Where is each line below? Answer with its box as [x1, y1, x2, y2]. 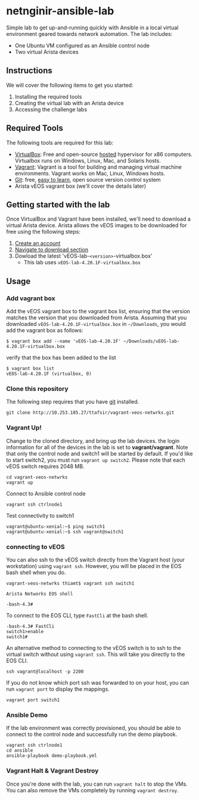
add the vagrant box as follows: [6, 327, 83, 334]
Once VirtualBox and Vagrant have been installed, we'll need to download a [6, 215, 191, 222]
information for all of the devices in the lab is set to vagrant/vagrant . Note [6, 444, 188, 451]
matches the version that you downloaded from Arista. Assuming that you [6, 314, 187, 321]
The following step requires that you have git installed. [6, 398, 139, 405]
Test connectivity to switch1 [6, 512, 74, 519]
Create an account [14, 240, 61, 247]
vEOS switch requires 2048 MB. [6, 462, 85, 470]
